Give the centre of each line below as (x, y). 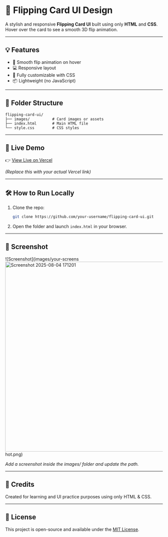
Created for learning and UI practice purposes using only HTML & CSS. (78, 496)
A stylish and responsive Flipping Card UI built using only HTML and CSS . (81, 24)
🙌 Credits (20, 485)
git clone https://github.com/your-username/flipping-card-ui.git (83, 217)
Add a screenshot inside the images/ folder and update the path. (72, 464)
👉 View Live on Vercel (29, 160)
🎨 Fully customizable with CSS (44, 75)
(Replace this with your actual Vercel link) (48, 172)
